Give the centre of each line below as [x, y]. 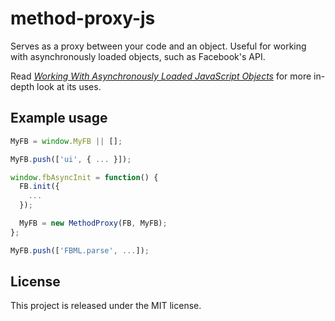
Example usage [59, 118]
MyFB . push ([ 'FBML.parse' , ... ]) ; [80, 250]
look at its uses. [69, 86]
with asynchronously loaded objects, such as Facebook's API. [138, 56]
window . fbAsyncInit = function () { [84, 177]
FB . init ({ [39, 187]
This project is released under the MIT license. [106, 306]
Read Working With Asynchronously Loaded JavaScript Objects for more [161, 76]
